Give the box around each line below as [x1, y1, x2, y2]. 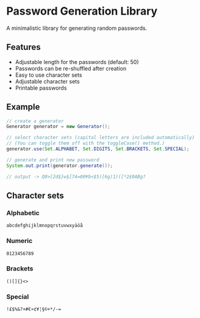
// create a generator [6, 118, 64, 124]
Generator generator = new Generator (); [6, 124, 111, 130]
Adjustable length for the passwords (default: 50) [15, 58, 139, 65]
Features [6, 42, 41, 52]
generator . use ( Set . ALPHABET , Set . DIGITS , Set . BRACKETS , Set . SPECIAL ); [6, 146, 190, 152]
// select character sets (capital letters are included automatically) [6, 135, 195, 141]
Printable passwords [15, 84, 67, 91]
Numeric [6, 236, 33, 245]
